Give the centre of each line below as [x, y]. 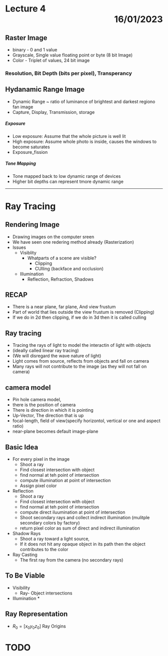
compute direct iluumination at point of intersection [72, 512]
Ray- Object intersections [46, 593]
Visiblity [28, 252]
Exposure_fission [30, 152]
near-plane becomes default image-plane [55, 431]
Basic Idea [22, 447]
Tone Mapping [21, 163]
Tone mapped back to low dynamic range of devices [66, 176]
